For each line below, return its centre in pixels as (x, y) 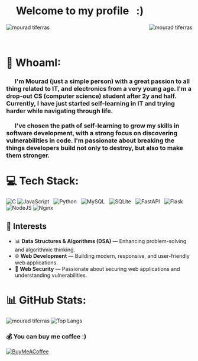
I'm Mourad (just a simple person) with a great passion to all (102, 81)
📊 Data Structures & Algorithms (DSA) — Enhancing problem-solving (100, 241)
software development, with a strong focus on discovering (92, 133)
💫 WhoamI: (33, 63)
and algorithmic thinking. (45, 250)
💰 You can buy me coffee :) (46, 336)
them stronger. (28, 155)
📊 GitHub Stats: (46, 300)
